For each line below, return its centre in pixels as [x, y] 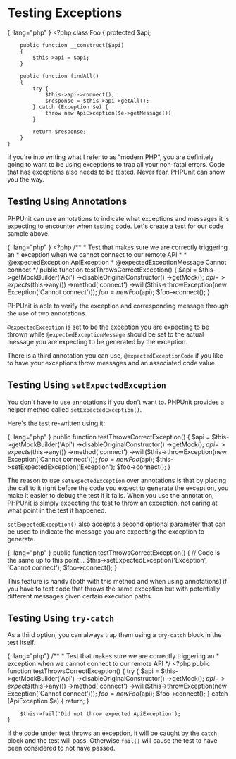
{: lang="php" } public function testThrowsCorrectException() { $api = [109, 437]
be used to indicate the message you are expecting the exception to [106, 531]
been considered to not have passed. [61, 748]
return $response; [60, 132]
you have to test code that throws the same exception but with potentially [114, 589]
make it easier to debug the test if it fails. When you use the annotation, [111, 495]
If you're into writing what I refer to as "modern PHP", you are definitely [111, 157]
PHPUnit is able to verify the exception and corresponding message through [118, 306]
